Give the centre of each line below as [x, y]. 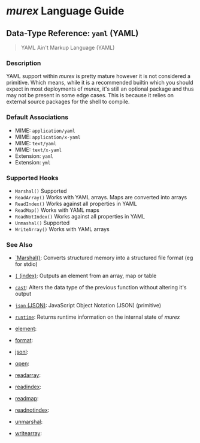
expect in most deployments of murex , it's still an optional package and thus [100, 89]
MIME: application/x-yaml [48, 137]
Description [24, 63]
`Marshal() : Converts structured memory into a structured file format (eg [104, 258]
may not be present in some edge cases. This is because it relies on [90, 95]
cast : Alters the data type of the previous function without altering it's [101, 288]
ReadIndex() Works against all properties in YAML [76, 203]
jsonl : [22, 352]
